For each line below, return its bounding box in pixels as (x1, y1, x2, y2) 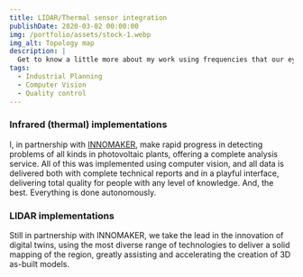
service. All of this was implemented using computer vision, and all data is (9, 158, 284, 169)
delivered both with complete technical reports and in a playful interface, (9, 168, 280, 179)
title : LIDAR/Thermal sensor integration (9, 13, 168, 23)
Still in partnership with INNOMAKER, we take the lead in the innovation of (9, 230, 284, 241)
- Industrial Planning (17, 72, 103, 81)
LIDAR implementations (9, 209, 115, 222)
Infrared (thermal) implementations (9, 118, 168, 131)
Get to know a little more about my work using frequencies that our (17, 55, 284, 64)
